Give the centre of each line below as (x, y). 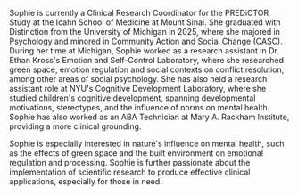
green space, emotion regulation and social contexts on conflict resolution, (147, 69)
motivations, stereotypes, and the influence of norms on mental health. (140, 107)
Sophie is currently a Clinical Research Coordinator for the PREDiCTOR (139, 13)
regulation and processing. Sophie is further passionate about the (130, 162)
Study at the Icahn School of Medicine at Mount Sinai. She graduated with (145, 22)
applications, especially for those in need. (86, 181)
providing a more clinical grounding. (75, 126)
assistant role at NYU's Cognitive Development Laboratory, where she (138, 89)
